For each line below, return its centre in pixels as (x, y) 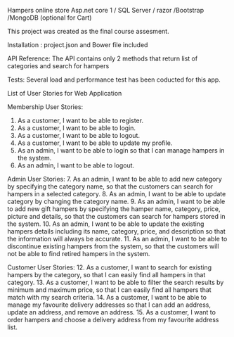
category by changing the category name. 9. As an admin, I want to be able (116, 201)
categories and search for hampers (58, 66)
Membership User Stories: (45, 107)
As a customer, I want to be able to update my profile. (95, 143)
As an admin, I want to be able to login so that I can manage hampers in (121, 150)
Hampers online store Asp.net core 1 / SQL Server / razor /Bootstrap (106, 10)
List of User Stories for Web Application (65, 93)
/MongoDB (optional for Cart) (50, 18)
